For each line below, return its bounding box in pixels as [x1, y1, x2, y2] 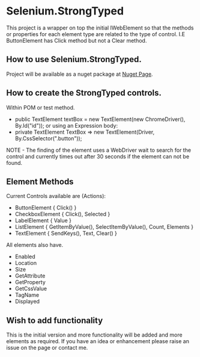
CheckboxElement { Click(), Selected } [14, 211, 111, 218]
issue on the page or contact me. [6, 344, 88, 352]
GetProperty [14, 279, 46, 286]
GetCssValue [14, 285, 47, 293]
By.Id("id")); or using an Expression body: [14, 122, 118, 129]
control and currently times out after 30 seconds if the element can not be [6, 152, 190, 160]
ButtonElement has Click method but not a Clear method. [6, 37, 147, 44]
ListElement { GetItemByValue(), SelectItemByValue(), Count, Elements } [14, 223, 194, 231]
